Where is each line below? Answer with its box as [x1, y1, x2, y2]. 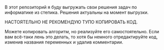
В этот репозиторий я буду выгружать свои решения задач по [4, 4, 137, 10]
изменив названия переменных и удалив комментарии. [4, 39, 124, 45]
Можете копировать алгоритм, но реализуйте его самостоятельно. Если [4, 29, 160, 34]
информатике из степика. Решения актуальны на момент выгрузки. [4, 9, 149, 15]
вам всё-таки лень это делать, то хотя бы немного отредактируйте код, [4, 34, 158, 40]
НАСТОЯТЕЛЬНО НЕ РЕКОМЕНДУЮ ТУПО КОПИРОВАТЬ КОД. [4, 19, 138, 25]
